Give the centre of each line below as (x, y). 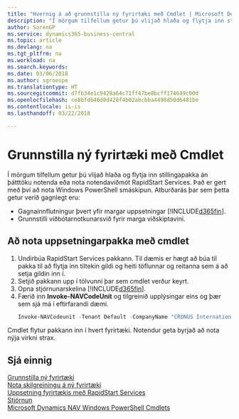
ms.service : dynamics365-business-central (71, 34)
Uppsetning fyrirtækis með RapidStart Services (76, 393)
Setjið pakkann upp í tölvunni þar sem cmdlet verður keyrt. (103, 281)
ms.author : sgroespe (38, 80)
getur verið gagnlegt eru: (44, 197)
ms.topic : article (34, 41)
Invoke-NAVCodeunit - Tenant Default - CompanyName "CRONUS (105, 317)
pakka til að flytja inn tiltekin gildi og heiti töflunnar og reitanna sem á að (123, 266)
